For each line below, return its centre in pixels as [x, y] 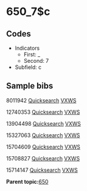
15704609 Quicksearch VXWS [43, 147]
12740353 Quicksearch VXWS [43, 112]
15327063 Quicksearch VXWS [43, 135]
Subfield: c [28, 67]
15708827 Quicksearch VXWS [43, 158]
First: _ [32, 54]
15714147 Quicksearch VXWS [42, 170]
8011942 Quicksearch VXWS [41, 100]
